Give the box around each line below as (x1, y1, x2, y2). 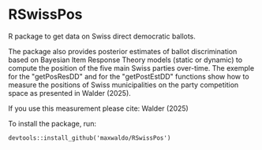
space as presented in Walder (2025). (8, 88, 132, 97)
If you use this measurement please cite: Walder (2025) (8, 104, 189, 113)
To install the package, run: (8, 119, 97, 128)
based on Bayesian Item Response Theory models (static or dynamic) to (8, 55, 243, 64)
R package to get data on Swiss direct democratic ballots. (8, 31, 196, 41)
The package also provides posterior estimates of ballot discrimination (8, 46, 238, 56)
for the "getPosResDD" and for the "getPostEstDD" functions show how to (8, 71, 250, 81)
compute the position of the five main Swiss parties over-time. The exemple (8, 63, 255, 72)
